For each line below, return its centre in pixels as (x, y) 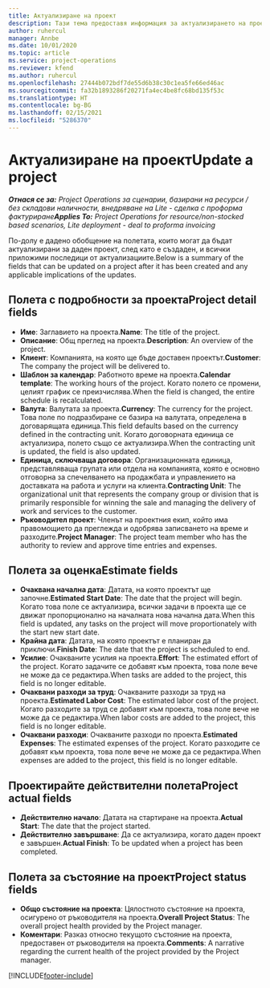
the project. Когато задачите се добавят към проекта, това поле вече (139, 667)
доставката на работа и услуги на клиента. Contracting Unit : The (130, 485)
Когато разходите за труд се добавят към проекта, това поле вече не (139, 709)
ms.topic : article (39, 53)
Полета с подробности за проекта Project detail (133, 300)
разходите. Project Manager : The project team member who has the (133, 537)
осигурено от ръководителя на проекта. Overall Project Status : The (135, 917)
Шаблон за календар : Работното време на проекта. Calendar (125, 374)
